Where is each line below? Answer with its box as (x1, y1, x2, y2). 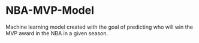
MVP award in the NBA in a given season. (5, 29, 108, 36)
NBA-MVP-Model (5, 4, 94, 17)
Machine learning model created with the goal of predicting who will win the (5, 23, 193, 30)
